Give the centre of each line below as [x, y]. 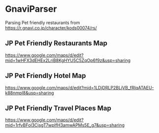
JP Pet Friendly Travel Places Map [58, 108]
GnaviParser [31, 9]
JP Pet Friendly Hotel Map [46, 76]
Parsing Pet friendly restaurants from [43, 23]
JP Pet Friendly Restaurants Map [56, 43]
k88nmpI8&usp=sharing [30, 93]
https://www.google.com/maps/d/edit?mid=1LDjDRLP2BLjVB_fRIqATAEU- [79, 87]
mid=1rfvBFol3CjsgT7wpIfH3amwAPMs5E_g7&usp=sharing [65, 125]
